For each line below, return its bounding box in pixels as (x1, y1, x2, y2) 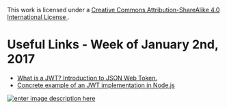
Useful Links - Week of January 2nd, (7, 37, 219, 52)
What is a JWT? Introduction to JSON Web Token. (16, 74, 158, 82)
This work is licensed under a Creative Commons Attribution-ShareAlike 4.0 (7, 6, 220, 14)
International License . (7, 13, 70, 21)
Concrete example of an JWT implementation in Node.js (16, 81, 176, 89)
